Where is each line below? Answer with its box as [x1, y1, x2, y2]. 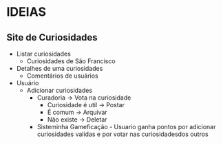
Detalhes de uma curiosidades [16, 65, 103, 72]
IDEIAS [6, 4, 46, 20]
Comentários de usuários [26, 71, 99, 80]
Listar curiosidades [16, 49, 72, 58]
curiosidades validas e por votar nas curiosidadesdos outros [36, 130, 209, 138]
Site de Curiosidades [6, 32, 98, 43]
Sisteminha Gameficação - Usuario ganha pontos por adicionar [36, 123, 216, 131]
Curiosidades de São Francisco [26, 57, 116, 65]
